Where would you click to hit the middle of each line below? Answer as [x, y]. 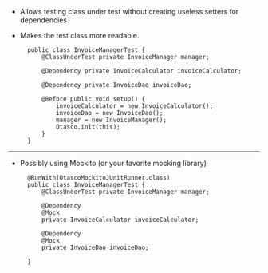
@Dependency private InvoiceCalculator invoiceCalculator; [141, 71]
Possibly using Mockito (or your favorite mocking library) [113, 163]
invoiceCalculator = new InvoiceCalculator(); [134, 106]
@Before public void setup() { [93, 99]
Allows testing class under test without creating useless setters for [129, 12]
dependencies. [44, 20]
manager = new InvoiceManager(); [111, 120]
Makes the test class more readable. [79, 36]
